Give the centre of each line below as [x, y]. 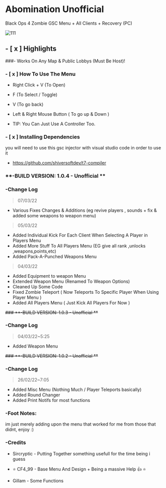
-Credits [16, 443]
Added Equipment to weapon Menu [49, 276]
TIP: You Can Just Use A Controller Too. [54, 124]
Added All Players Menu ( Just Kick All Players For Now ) [71, 302]
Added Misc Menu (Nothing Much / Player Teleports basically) [77, 390]
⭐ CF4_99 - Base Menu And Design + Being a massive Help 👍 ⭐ [79, 469]
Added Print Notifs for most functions [51, 400]
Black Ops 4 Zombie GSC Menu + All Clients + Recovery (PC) [69, 23]
